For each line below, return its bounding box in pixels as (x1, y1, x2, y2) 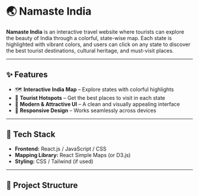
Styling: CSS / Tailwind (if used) (14, 158, 94, 165)
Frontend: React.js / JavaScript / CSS (14, 145, 107, 152)
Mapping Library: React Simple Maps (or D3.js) (14, 151, 131, 158)
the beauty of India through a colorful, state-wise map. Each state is (6, 34, 172, 41)
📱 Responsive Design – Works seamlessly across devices (14, 107, 156, 114)
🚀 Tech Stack (6, 129, 56, 139)
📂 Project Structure (6, 180, 78, 190)
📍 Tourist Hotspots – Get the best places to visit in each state (14, 94, 166, 101)
